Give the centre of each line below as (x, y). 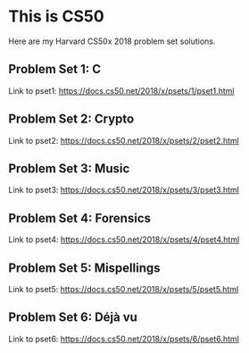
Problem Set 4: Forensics (80, 218)
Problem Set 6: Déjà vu (73, 318)
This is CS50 (56, 17)
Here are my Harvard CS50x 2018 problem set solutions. (112, 41)
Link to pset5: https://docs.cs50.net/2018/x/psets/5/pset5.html (124, 289)
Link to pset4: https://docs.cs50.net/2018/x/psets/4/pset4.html (124, 240)
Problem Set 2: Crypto (71, 119)
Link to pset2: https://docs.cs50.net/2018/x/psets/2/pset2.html (124, 140)
